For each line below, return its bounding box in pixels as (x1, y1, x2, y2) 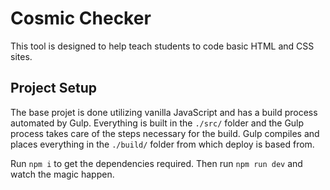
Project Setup (10, 80, 98, 97)
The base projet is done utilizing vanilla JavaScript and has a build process (10, 106, 318, 118)
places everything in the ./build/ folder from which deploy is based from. (10, 138, 315, 150)
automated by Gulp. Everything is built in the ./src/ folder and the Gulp (10, 117, 305, 129)
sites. (10, 50, 33, 62)
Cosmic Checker (10, 7, 152, 30)
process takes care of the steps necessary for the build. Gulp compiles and (10, 127, 320, 139)
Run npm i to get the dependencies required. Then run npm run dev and (10, 157, 303, 169)
